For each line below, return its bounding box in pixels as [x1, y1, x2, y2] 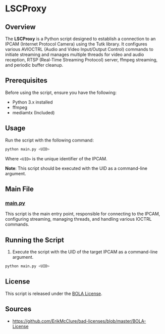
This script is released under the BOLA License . [5, 290, 103, 296]
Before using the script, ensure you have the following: [5, 90, 117, 95]
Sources [5, 305, 32, 313]
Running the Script [5, 236, 64, 244]
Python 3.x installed [12, 99, 53, 105]
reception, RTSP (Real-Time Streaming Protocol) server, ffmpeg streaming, [5, 57, 158, 62]
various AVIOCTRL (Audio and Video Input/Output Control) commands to [5, 47, 154, 52]
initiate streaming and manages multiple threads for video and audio [5, 51, 144, 57]
